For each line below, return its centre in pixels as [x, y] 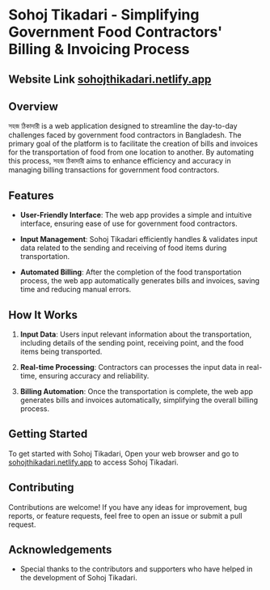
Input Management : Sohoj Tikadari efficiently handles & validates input [139, 240]
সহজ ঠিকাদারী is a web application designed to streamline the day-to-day [123, 126]
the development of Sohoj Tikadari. [78, 578]
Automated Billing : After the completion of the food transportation [131, 272]
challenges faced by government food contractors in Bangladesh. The [125, 135]
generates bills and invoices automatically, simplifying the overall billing [139, 400]
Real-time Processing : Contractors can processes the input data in [132, 367]
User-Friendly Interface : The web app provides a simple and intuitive [136, 215]
